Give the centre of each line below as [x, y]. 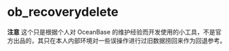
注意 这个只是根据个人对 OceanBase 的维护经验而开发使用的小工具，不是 [111, 32]
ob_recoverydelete [63, 12]
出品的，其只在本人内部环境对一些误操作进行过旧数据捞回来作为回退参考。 [119, 40]
